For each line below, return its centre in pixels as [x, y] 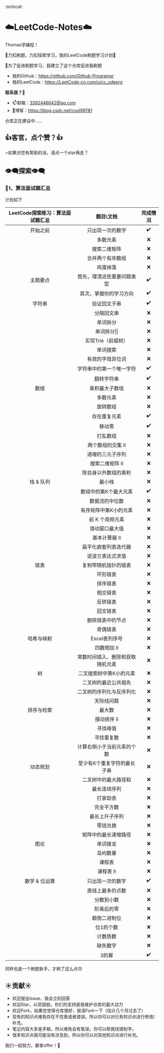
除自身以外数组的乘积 [107, 473]
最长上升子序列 [107, 816]
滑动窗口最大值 [107, 528]
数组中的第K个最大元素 [107, 491]
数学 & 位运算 [40, 881]
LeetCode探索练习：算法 [38, 213]
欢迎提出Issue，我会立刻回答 [41, 998]
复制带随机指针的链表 [107, 565]
